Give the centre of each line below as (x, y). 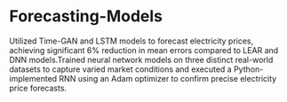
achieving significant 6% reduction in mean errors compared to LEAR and (144, 50)
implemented (33, 78)
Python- (249, 69)
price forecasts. (38, 88)
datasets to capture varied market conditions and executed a (121, 69)
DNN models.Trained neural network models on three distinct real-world (141, 59)
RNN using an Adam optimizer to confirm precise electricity (168, 78)
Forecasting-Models (86, 16)
